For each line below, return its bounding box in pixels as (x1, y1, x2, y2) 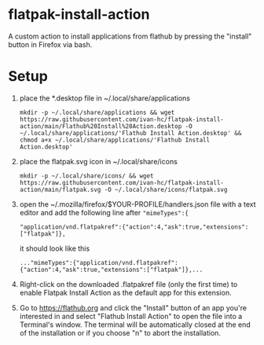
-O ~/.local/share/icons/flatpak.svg (104, 185, 228, 193)
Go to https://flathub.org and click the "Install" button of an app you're (19, 303, 247, 312)
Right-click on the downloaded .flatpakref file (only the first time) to (19, 279, 238, 288)
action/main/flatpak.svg (19, 185, 101, 193)
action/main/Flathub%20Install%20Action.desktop (19, 122, 182, 130)
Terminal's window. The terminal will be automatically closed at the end (19, 320, 251, 329)
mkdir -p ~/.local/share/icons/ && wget (19, 171, 154, 180)
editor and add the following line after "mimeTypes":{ (19, 207, 189, 217)
